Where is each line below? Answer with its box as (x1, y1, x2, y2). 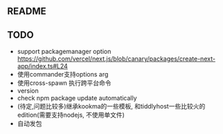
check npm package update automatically (17, 94, 137, 102)
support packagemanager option (17, 48, 111, 56)
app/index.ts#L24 (17, 62, 68, 70)
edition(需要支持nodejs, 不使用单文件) (17, 111, 125, 119)
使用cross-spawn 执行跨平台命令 (17, 79, 112, 87)
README (7, 6, 46, 17)
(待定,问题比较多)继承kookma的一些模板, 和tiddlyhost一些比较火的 (17, 102, 206, 111)
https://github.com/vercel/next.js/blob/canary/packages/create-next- (17, 55, 216, 63)
